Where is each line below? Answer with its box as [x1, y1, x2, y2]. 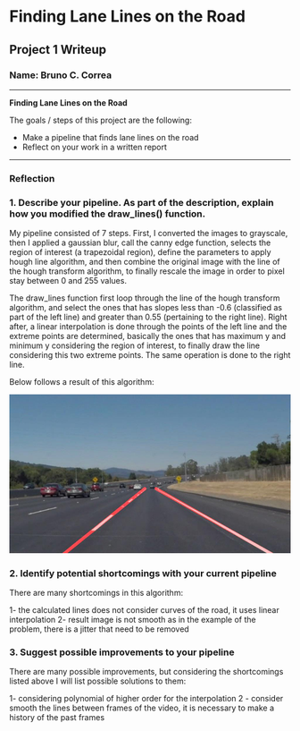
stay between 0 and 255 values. [9, 276, 128, 286]
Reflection [9, 172, 55, 184]
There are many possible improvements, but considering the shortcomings [9, 667, 284, 677]
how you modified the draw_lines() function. [9, 208, 206, 220]
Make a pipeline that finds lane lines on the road [21, 132, 199, 142]
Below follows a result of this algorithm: [9, 377, 154, 387]
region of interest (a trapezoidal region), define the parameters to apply [9, 247, 271, 258]
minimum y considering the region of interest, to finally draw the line [9, 340, 261, 351]
